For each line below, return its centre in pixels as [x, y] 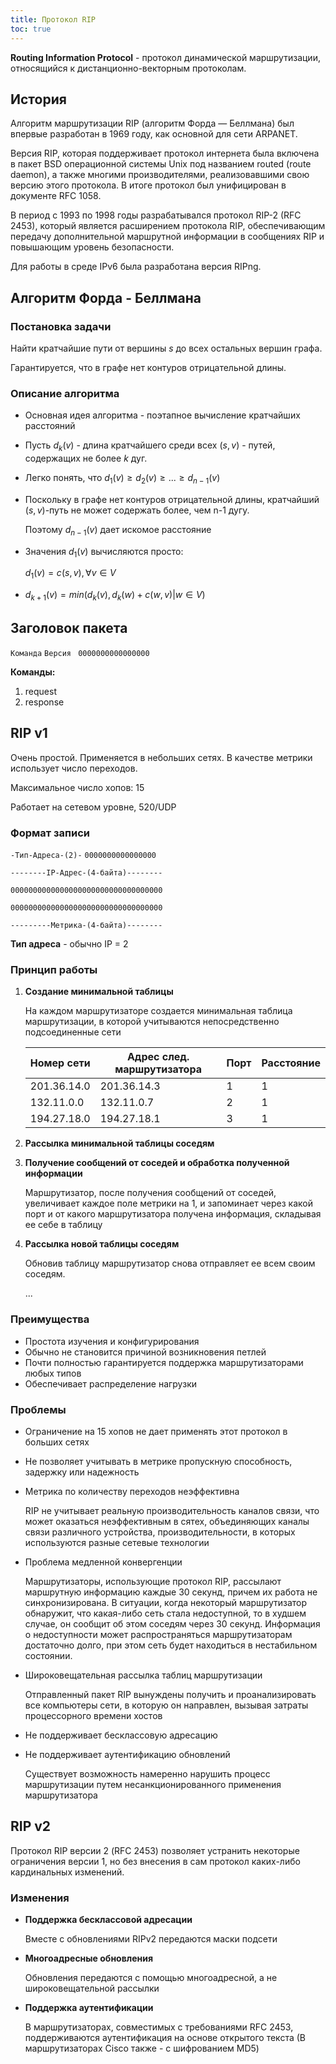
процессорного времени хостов [93, 1715]
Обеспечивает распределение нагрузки [110, 1383]
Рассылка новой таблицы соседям [102, 1244]
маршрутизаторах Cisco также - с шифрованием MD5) [142, 2048]
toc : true [31, 29]
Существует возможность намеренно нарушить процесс [147, 1773]
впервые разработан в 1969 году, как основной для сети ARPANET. [154, 134]
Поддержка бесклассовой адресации [108, 1919]
